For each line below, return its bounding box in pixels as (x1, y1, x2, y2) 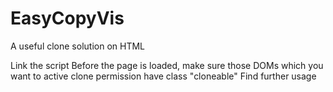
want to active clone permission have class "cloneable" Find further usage (10, 70, 317, 82)
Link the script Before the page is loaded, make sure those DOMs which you (10, 59, 324, 71)
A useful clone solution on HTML (10, 40, 146, 52)
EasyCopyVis (10, 7, 125, 30)
